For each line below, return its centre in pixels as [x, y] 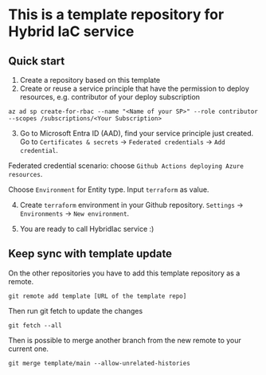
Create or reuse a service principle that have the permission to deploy [134, 88]
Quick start [37, 61]
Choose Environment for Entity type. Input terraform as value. [109, 189]
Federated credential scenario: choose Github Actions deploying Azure [126, 166]
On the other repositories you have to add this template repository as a [124, 273]
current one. [29, 349]
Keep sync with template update [90, 254]
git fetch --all [35, 325]
